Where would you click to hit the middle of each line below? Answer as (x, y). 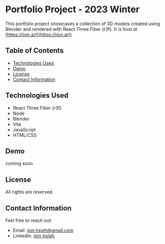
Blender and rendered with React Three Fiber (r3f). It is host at (71, 29)
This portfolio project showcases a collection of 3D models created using (83, 24)
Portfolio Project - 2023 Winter (72, 9)
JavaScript (24, 130)
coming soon (19, 164)
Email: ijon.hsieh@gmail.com (43, 230)
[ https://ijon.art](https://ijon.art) (39, 34)
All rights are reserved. (30, 192)
